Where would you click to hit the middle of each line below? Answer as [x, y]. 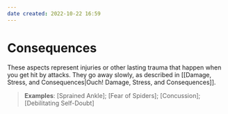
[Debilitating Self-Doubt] [59, 103]
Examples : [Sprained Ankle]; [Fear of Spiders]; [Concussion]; [112, 95]
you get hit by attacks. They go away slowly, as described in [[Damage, [109, 74]
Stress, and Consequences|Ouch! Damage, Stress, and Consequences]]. [112, 82]
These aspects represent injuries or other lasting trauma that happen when [114, 67]
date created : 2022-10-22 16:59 [54, 14]
